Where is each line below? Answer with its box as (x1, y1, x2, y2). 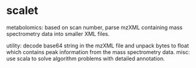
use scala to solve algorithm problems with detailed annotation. (6, 55, 166, 62)
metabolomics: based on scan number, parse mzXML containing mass (6, 24, 183, 31)
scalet (6, 4, 38, 18)
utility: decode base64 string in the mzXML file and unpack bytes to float (6, 42, 189, 49)
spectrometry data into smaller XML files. (6, 30, 110, 37)
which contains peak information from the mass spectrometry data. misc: (6, 48, 190, 55)
